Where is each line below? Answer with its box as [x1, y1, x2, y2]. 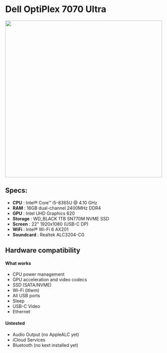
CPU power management [12, 271, 65, 277]
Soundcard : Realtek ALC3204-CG [12, 231, 85, 238]
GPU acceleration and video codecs [12, 277, 87, 283]
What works [5, 260, 31, 266]
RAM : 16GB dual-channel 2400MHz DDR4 [12, 205, 101, 211]
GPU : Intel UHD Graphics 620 [12, 210, 75, 216]
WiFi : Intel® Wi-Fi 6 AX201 [12, 226, 69, 232]
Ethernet [12, 309, 31, 315]
